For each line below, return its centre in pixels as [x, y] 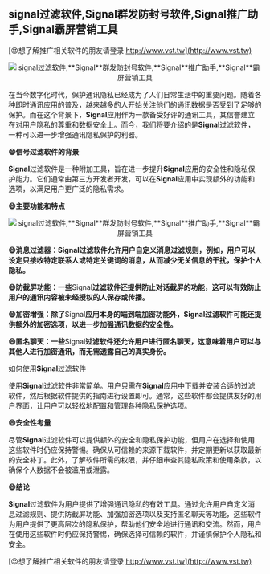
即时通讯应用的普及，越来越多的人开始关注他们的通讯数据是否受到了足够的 [138, 104]
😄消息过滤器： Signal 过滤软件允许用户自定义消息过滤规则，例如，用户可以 [132, 250]
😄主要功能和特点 [37, 206]
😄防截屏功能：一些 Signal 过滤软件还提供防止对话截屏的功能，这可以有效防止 [135, 287]
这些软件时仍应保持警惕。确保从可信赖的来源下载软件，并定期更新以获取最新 [135, 450]
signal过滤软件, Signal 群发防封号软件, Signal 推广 [128, 14]
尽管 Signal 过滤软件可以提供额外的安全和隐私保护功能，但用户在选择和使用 [132, 439]
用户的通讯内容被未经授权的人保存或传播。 [79, 297]
